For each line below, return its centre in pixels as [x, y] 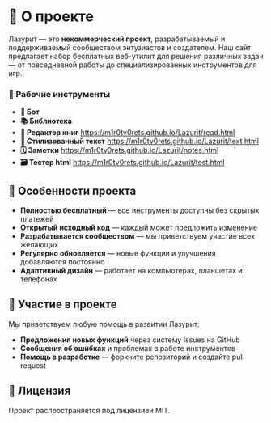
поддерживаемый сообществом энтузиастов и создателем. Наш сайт [130, 47]
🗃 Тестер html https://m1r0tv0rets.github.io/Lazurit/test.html [122, 163]
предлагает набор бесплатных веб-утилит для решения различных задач [136, 56]
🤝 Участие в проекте [63, 305]
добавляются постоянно [62, 262]
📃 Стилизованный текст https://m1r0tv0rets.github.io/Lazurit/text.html [139, 142]
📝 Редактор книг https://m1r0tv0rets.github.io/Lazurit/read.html [127, 133]
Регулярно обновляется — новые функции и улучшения [118, 253]
